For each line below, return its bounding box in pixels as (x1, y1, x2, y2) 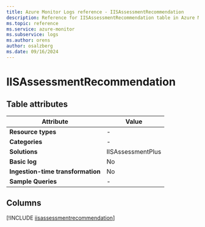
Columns (6, 198, 41, 208)
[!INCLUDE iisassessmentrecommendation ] (6, 214, 115, 222)
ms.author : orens (6, 37, 51, 43)
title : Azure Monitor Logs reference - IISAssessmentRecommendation (6, 9, 184, 15)
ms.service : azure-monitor (6, 26, 75, 32)
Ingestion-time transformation (9, 167, 101, 176)
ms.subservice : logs (6, 32, 59, 38)
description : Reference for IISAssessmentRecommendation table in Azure (6, 15, 195, 21)
